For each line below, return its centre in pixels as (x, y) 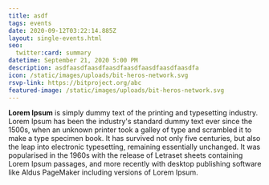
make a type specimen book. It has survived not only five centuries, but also (134, 139)
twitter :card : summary (53, 53)
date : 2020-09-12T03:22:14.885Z (62, 30)
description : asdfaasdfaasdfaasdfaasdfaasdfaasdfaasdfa (104, 68)
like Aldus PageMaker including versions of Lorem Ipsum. (103, 172)
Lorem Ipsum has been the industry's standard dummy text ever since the (130, 122)
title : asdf (28, 16)
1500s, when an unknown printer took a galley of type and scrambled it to (130, 130)
